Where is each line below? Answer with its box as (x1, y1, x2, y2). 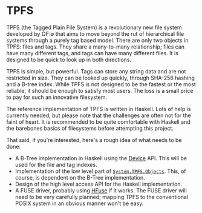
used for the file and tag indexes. (15, 161, 98, 168)
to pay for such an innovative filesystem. (6, 93, 108, 101)
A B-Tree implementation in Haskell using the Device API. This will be (15, 154, 187, 161)
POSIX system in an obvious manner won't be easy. (15, 200, 144, 207)
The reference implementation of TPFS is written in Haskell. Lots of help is (6, 105, 191, 112)
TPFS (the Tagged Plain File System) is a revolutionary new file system (6, 24, 183, 31)
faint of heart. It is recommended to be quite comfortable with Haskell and (6, 118, 191, 125)
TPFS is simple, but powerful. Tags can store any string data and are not (6, 67, 186, 75)
